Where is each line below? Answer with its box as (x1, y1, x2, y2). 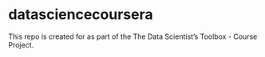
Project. (8, 40, 34, 49)
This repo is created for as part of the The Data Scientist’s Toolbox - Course (8, 32, 258, 41)
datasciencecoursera (8, 6, 153, 24)
